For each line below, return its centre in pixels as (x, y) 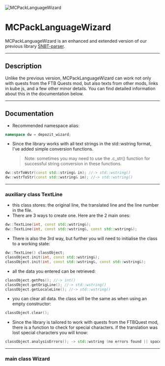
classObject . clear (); (27, 313)
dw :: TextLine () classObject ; (35, 253)
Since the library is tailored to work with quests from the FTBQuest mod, (85, 322)
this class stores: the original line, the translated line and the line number (85, 205)
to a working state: (31, 244)
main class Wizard (27, 359)
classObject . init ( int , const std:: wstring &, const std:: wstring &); (76, 262)
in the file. (22, 210)
